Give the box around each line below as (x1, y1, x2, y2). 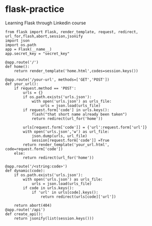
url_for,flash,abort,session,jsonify (5, 34, 83, 39)
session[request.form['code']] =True (31, 138, 110, 143)
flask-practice (5, 3, 64, 15)
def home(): (5, 64, 30, 69)
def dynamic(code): (5, 168, 46, 173)
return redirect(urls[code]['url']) (40, 194, 116, 199)
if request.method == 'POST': (14, 86, 77, 91)
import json (5, 38, 30, 43)
